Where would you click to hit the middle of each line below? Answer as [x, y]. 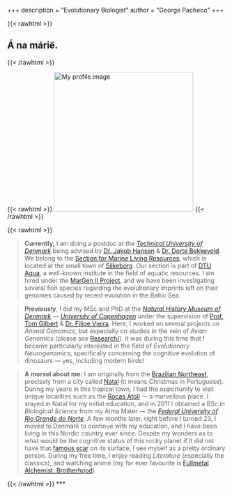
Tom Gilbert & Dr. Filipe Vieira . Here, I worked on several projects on [122, 323]
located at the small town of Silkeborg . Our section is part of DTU [118, 265]
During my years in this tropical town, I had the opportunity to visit [119, 389]
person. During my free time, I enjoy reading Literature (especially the [124, 455]
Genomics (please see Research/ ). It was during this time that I [114, 338]
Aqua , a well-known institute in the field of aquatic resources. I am [119, 273]
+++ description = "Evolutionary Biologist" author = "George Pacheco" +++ [116, 10]
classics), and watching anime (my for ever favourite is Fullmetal [116, 463]
